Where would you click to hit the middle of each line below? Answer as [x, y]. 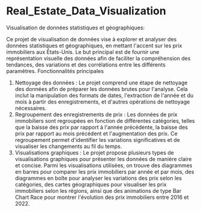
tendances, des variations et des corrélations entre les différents [86, 65]
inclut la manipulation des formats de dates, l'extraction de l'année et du [104, 95]
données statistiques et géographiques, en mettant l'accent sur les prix [94, 46]
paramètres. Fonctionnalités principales [55, 71]
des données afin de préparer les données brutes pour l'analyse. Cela [101, 89]
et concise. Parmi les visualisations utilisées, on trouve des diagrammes [103, 165]
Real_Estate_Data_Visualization [86, 11]
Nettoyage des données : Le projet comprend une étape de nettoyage [101, 83]
